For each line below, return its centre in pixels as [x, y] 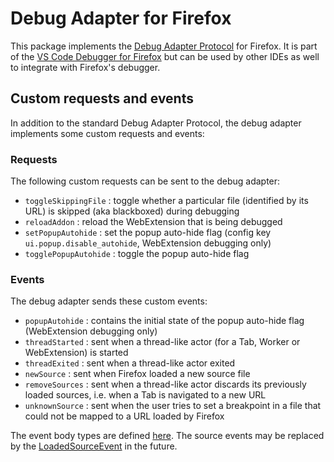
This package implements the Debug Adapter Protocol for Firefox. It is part [164, 46]
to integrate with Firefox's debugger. [85, 67]
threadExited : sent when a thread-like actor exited [130, 363]
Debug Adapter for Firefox [121, 18]
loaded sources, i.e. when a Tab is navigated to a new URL [145, 395]
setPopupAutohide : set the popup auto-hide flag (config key [148, 233]
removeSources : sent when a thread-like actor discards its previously [165, 384]
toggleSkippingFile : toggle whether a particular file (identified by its [166, 201]
